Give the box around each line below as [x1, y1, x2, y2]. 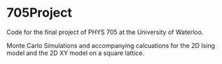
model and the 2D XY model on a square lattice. [6, 49, 145, 57]
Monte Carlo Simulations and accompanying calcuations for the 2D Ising [6, 41, 215, 49]
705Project [6, 5, 73, 21]
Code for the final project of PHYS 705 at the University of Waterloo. [6, 28, 204, 36]
